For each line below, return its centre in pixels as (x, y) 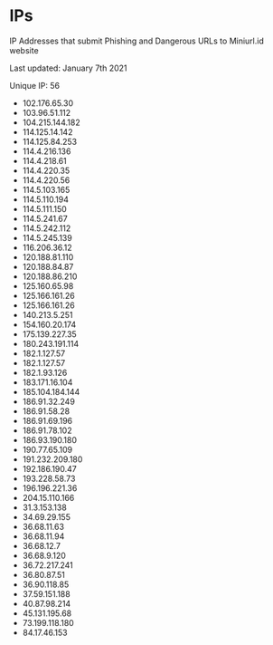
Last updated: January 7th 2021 (68, 68)
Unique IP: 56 (35, 85)
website (24, 50)
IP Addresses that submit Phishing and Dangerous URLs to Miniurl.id (136, 41)
